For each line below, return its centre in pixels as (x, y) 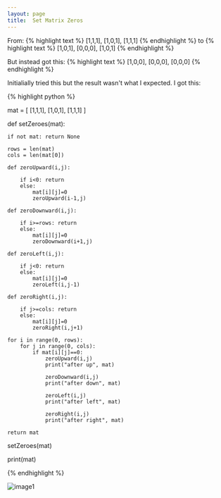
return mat (23, 432)
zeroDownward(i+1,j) (63, 241)
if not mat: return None (44, 137)
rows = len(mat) (31, 149)
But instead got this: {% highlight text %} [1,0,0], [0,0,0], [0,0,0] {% (104, 61)
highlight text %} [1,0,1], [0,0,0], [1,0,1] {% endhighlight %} (91, 48)
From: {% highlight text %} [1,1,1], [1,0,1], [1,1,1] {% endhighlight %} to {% (111, 40)
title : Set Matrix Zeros (45, 20)
